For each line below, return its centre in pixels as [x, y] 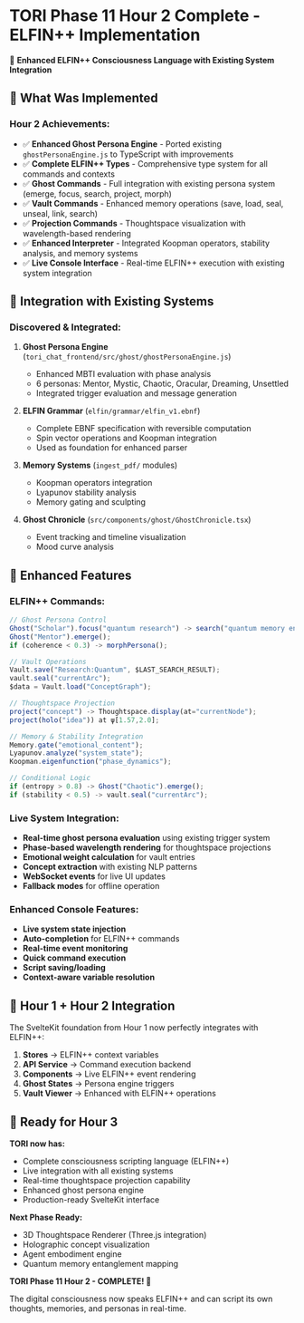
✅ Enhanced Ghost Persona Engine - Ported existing [122, 144]
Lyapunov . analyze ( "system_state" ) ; [76, 753]
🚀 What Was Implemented [84, 98]
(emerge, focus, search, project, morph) [97, 193]
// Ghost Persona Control [58, 620]
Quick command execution [74, 958]
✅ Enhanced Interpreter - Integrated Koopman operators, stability [146, 243]
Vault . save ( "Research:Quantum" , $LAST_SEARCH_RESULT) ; [115, 670]
